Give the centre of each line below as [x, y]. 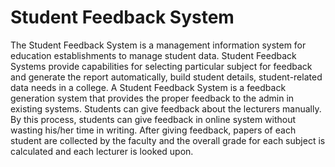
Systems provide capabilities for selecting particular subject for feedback [161, 66]
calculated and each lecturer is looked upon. [102, 151]
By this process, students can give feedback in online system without [153, 119]
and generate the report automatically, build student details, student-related [166, 77]
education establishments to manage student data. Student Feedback [153, 55]
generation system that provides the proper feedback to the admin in [152, 98]
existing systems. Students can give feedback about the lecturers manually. [166, 108]
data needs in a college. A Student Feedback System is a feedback [148, 87]
